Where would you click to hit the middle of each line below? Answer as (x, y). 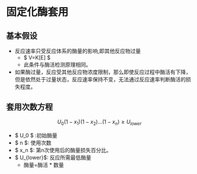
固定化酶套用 (38, 12)
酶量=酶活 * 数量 (43, 165)
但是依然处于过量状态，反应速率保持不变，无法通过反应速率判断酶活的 (100, 79)
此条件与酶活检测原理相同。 (57, 65)
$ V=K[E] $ (37, 58)
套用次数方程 (30, 107)
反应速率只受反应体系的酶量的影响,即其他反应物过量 (77, 51)
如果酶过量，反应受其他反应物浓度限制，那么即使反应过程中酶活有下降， (103, 72)
